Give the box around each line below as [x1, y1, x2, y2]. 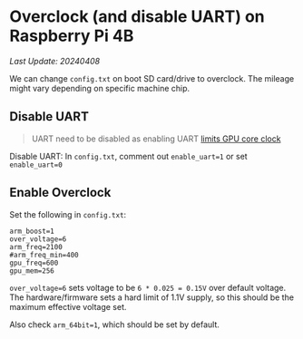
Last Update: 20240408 [9, 55, 101, 66]
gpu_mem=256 [9, 266, 54, 276]
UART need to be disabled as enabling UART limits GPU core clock [31, 133, 281, 144]
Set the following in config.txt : [9, 208, 127, 219]
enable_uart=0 [9, 160, 64, 169]
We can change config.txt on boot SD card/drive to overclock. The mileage [9, 73, 295, 83]
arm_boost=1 [9, 227, 54, 236]
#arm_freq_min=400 [9, 250, 79, 259]
